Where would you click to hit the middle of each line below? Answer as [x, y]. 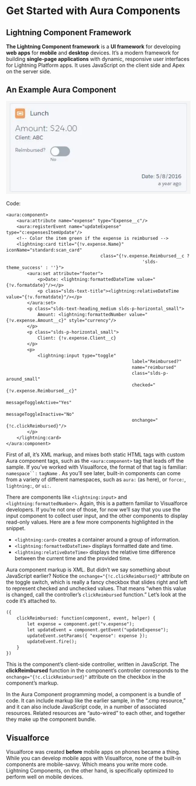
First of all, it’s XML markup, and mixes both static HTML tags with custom [96, 455]
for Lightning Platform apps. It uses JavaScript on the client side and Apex [96, 65]
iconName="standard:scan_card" [44, 250]
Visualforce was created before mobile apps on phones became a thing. [93, 752]
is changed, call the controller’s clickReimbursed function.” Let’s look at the [96, 595]
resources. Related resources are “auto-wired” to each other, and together [96, 713]
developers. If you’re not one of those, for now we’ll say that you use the [93, 510]
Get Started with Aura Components [93, 11]
